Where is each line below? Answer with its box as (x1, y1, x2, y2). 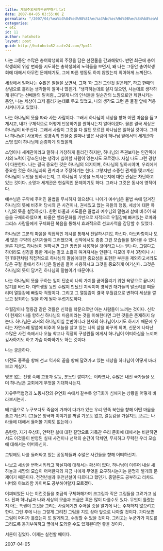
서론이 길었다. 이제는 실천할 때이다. (5, 531, 71, 537)
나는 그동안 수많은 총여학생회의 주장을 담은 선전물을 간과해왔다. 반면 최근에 (5, 57, 147, 63)
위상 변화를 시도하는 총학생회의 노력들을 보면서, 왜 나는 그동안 (21, 63, 138, 69)
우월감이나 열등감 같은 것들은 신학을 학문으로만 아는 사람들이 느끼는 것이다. (5, 306, 147, 312)
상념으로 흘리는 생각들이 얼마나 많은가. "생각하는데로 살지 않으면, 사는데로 (5, 86, 145, 92)
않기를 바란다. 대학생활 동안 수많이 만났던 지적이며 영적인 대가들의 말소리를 (5, 283, 147, 290)
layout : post (5, 39, 32, 44)
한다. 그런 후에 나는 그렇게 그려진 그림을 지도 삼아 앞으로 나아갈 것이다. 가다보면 (5, 509, 155, 514)
